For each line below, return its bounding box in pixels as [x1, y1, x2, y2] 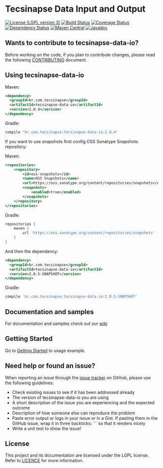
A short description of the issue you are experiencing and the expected [12, 399, 155, 405]
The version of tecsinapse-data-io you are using [12, 394, 109, 400]
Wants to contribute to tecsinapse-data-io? [5, 39, 139, 47]
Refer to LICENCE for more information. [5, 458, 84, 464]
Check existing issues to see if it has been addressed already [12, 389, 135, 395]
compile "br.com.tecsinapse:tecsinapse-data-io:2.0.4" [5, 130, 118, 134]
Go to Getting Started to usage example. [5, 347, 86, 354]
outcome [12, 405, 30, 411]
